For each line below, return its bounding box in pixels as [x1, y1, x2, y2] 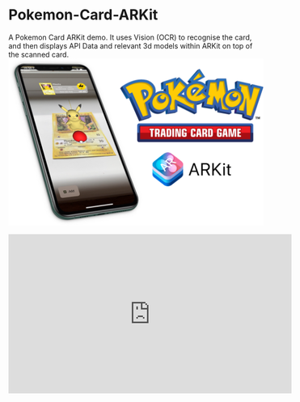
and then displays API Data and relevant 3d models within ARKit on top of [8, 40, 253, 50]
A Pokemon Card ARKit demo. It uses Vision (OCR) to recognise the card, [8, 32, 252, 42]
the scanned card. [8, 49, 70, 59]
